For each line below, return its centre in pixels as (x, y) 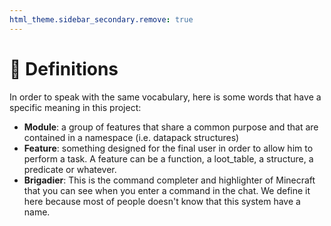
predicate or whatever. (70, 169)
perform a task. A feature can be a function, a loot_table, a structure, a (168, 158)
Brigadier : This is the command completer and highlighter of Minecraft (169, 180)
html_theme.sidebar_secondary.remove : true (101, 19)
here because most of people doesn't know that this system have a (162, 201)
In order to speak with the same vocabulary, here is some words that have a (165, 97)
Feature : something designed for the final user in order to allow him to (168, 148)
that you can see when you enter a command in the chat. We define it (167, 190)
